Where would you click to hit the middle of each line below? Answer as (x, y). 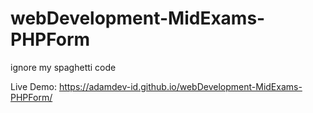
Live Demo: (33, 86)
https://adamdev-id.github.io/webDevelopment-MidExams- (180, 86)
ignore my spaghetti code (63, 67)
